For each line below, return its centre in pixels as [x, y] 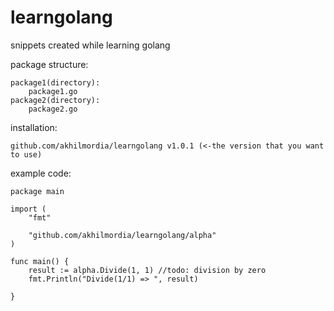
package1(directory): [55, 82]
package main [37, 191]
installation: [34, 127]
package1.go [53, 91]
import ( [28, 209]
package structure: [49, 64]
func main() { [40, 261]
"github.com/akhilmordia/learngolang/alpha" [122, 235]
